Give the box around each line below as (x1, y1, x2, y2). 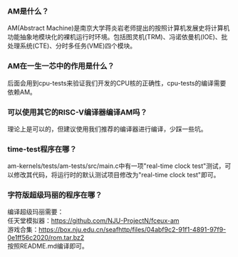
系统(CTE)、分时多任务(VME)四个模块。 (19, 41, 137, 51)
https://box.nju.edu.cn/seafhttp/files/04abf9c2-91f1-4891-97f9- (38, 226, 227, 234)
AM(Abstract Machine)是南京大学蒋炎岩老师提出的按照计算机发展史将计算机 (7, 23, 230, 33)
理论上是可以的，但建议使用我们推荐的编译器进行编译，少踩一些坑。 (7, 125, 207, 133)
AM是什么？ (7, 6, 49, 16)
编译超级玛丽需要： (7, 208, 64, 216)
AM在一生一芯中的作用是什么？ (7, 61, 115, 71)
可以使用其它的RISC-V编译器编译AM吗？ (7, 107, 148, 117)
